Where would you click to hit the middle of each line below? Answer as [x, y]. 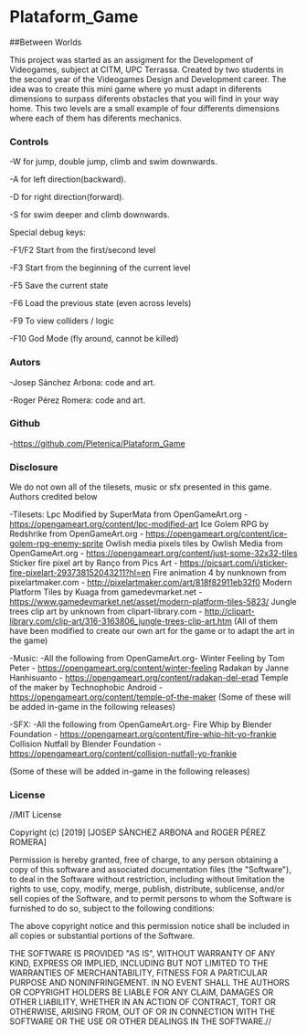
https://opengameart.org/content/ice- [217, 534]
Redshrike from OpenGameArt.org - [77, 534]
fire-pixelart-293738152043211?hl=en [80, 573]
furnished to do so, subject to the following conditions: [112, 908]
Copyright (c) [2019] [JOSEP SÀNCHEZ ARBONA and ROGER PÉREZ [138, 832]
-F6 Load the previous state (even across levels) [101, 303]
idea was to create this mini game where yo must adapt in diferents [136, 89]
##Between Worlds [46, 42]
